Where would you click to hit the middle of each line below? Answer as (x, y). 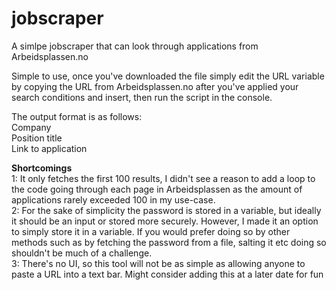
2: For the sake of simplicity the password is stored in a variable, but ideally (166, 210)
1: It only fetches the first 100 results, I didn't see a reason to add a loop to (163, 178)
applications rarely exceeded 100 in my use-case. (113, 199)
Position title (37, 138)
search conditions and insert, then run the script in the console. (142, 97)
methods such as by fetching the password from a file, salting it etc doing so (169, 242)
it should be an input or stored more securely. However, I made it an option (165, 221)
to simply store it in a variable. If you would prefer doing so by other (151, 231)
